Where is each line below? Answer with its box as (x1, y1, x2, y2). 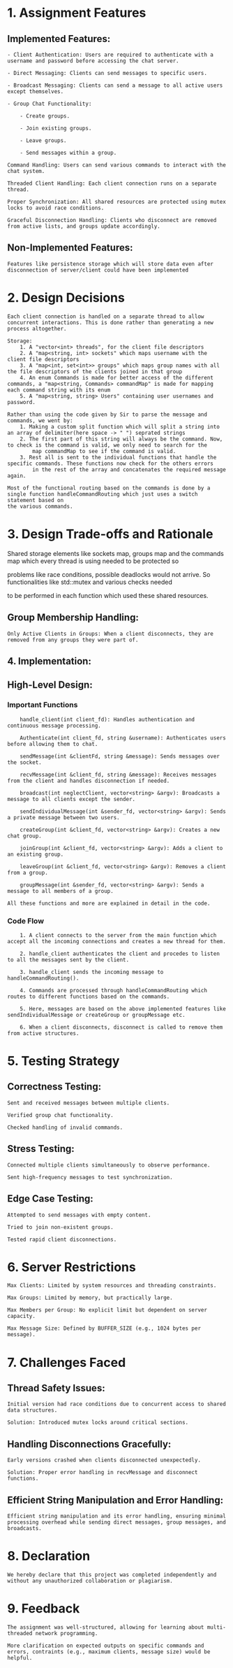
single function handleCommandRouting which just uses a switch (7, 490, 198, 498)
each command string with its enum (7, 387, 111, 394)
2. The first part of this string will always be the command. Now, (20, 436, 223, 443)
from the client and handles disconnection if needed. (7, 777, 170, 784)
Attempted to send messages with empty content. (7, 1211, 151, 1218)
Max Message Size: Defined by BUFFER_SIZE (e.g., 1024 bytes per (7, 1325, 201, 1332)
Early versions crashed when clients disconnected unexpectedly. (7, 1457, 201, 1464)
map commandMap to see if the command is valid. (32, 447, 176, 454)
